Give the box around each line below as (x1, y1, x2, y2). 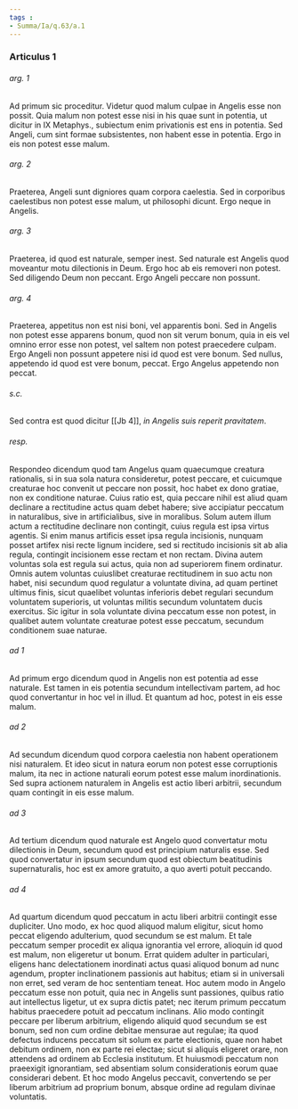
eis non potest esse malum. (9, 138, 110, 149)
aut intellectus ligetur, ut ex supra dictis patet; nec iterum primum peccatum (9, 997, 286, 1007)
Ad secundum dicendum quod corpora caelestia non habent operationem (9, 750, 278, 760)
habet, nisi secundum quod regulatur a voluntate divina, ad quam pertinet (9, 577, 278, 588)
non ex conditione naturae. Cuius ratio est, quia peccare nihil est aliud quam (9, 492, 288, 503)
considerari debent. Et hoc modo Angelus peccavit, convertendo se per (9, 1072, 271, 1083)
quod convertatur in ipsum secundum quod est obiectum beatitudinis (9, 854, 262, 865)
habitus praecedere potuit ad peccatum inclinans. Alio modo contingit (9, 1006, 265, 1017)
